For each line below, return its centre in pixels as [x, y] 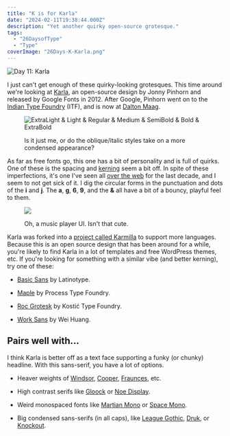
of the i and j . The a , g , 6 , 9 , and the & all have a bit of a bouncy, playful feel [114, 190]
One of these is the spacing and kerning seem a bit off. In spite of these [108, 168]
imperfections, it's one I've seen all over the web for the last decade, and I [112, 175]
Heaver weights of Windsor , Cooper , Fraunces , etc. [89, 378]
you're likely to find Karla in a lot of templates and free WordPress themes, [112, 251]
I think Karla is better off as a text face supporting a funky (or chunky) [105, 357]
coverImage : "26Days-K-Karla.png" [56, 52]
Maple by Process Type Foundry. [64, 292]
